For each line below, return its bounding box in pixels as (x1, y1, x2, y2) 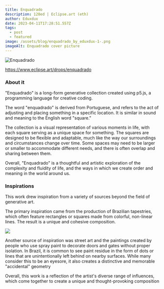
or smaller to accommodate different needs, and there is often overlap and (5, 145, 155, 151)
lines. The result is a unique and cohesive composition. (5, 219, 116, 225)
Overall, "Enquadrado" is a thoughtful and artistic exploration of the (5, 160, 141, 166)
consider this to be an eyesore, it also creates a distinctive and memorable (5, 258, 155, 265)
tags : (5, 25, 16, 30)
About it (5, 79, 25, 86)
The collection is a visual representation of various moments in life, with (5, 124, 150, 130)
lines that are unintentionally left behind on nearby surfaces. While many (5, 253, 151, 259)
